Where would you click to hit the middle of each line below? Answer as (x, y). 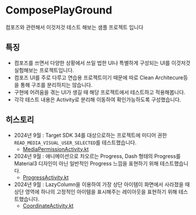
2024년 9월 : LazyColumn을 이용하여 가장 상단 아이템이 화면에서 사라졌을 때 (102, 184)
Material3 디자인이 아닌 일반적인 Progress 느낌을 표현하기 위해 (86, 163)
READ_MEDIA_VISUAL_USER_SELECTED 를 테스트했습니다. (75, 142)
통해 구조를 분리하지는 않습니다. (56, 85)
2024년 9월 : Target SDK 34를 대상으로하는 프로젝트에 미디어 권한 (90, 135)
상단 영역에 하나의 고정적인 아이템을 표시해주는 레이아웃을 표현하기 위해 (95, 192)
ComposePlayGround (59, 10)
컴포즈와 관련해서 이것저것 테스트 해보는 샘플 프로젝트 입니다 (75, 27)
